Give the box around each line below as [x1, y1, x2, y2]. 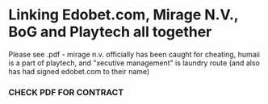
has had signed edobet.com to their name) [8, 66, 150, 76]
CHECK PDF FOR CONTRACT [8, 86, 124, 98]
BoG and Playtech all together [8, 23, 212, 41]
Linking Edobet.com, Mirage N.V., [8, 6, 239, 24]
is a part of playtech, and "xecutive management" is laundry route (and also [8, 58, 260, 68]
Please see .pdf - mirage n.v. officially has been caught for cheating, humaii [8, 49, 261, 59]
